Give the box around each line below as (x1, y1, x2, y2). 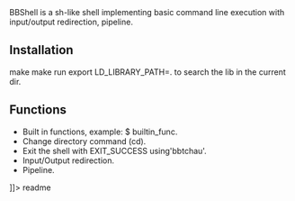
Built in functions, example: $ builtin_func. (22, 126, 178, 137)
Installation (9, 42, 74, 58)
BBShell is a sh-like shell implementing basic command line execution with (9, 7, 285, 17)
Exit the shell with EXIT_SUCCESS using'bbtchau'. (22, 145, 207, 156)
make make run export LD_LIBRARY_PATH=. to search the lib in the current (9, 66, 286, 78)
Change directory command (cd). (22, 135, 147, 146)
